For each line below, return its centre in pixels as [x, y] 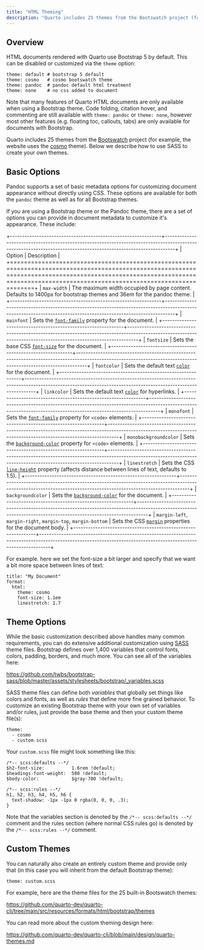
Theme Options [36, 622]
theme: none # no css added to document [62, 91]
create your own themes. [37, 152]
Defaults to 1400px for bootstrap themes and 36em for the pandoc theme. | [100, 295]
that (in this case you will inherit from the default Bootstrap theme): [90, 870]
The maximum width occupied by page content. [132, 288]
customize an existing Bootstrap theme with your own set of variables [93, 705]
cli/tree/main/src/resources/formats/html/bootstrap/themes [80, 911]
